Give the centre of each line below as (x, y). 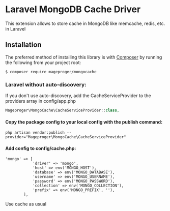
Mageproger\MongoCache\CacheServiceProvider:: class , (62, 110)
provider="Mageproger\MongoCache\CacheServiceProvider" (66, 137)
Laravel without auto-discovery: (46, 84)
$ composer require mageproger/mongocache (51, 72)
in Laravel (16, 28)
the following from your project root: (43, 63)
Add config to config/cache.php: (41, 148)
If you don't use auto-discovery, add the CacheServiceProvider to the (78, 96)
